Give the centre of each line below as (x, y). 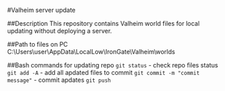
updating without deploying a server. (60, 31)
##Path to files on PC (37, 44)
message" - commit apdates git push (59, 80)
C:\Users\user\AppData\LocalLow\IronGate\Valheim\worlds (91, 52)
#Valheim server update (41, 10)
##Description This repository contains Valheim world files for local (103, 23)
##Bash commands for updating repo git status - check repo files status (113, 65)
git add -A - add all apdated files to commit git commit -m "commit (103, 73)
